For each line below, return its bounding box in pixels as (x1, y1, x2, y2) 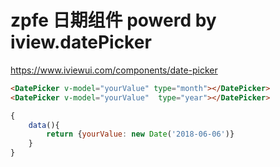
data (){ (28, 120, 60, 130)
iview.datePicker (10, 31, 152, 54)
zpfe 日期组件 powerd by (10, 9, 217, 32)
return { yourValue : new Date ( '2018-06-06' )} (46, 129, 235, 140)
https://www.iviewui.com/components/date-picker (10, 64, 218, 76)
